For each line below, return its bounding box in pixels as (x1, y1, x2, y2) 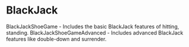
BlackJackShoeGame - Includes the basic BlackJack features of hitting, (6, 23, 180, 30)
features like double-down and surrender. (6, 35, 107, 42)
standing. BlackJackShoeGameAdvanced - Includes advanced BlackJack (6, 29, 184, 36)
